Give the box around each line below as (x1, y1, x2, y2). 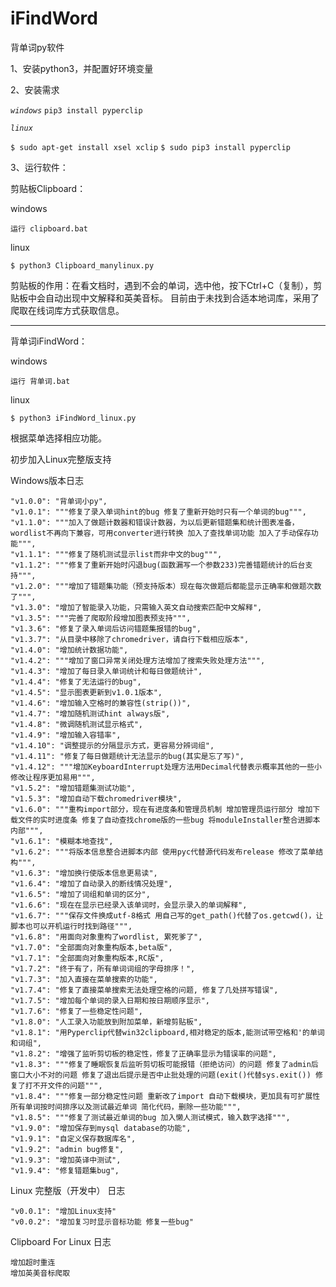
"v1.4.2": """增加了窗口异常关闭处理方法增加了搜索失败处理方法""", (10, 655, 266, 666)
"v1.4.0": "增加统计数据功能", (10, 645, 129, 655)
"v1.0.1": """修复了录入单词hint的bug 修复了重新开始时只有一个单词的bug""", (10, 507, 307, 517)
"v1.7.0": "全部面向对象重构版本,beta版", (10, 942, 173, 952)
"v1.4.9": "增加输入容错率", (10, 730, 122, 740)
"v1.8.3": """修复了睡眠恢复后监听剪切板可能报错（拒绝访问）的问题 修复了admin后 (10, 1059, 319, 1069)
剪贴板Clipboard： (10, 182, 87, 194)
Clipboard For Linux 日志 (10, 1235, 112, 1247)
